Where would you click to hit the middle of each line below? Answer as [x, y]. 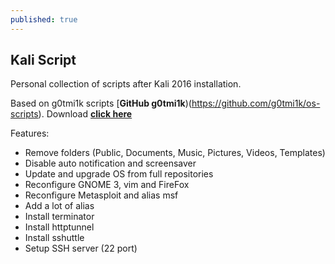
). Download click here [85, 114]
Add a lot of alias [59, 206]
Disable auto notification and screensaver [110, 163]
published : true [44, 19]
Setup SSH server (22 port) [81, 248]
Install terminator [59, 217]
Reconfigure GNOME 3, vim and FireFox [107, 185]
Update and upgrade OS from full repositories [119, 174]
